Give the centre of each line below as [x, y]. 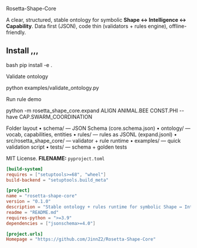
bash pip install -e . [29, 65]
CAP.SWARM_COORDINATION [56, 116]
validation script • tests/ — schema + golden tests [67, 147]
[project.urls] [25, 234]
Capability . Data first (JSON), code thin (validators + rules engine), [87, 26]
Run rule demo [24, 99]
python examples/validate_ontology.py [53, 88]
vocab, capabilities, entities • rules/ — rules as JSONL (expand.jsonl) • [91, 134]
